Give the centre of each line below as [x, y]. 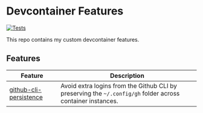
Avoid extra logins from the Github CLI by [118, 86]
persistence [26, 97]
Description [127, 76]
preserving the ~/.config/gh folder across [120, 93]
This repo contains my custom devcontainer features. [73, 39]
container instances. [89, 101]
